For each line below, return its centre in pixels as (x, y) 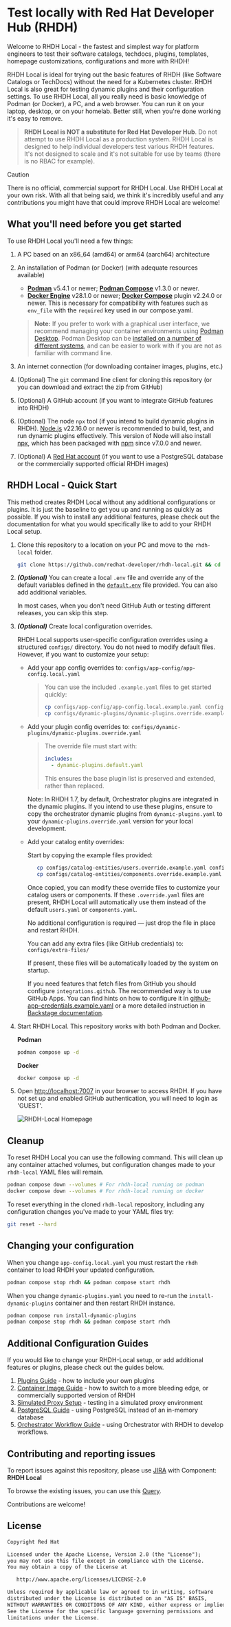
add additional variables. (52, 592)
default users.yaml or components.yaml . (82, 909)
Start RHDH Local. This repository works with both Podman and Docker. (119, 1026)
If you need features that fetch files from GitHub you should (112, 984)
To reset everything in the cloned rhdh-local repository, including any (106, 1204)
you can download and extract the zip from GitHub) (90, 387)
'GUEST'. (30, 1106)
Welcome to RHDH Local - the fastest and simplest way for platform (103, 46)
